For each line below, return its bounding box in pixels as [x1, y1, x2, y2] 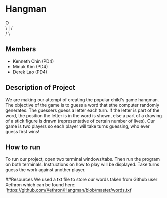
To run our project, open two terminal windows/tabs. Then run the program [5, 156, 160, 162]
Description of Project [5, 83, 75, 92]
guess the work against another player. [5, 167, 86, 173]
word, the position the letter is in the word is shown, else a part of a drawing [5, 112, 162, 118]
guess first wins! [5, 128, 40, 134]
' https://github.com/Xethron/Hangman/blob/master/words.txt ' [5, 187, 133, 193]
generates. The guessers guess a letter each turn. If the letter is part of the [5, 107, 160, 113]
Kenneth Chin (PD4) [12, 58, 54, 64]
